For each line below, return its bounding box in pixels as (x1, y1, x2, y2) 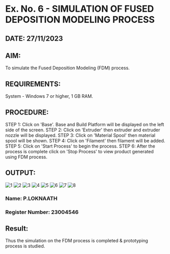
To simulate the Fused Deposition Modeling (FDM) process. (5, 65, 130, 71)
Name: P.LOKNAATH (5, 194, 58, 202)
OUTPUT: (5, 168, 36, 177)
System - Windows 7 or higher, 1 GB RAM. (5, 93, 93, 99)
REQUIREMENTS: (5, 79, 61, 88)
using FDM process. (5, 154, 47, 160)
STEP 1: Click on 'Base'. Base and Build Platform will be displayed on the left (5, 122, 164, 128)
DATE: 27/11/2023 (5, 34, 63, 43)
